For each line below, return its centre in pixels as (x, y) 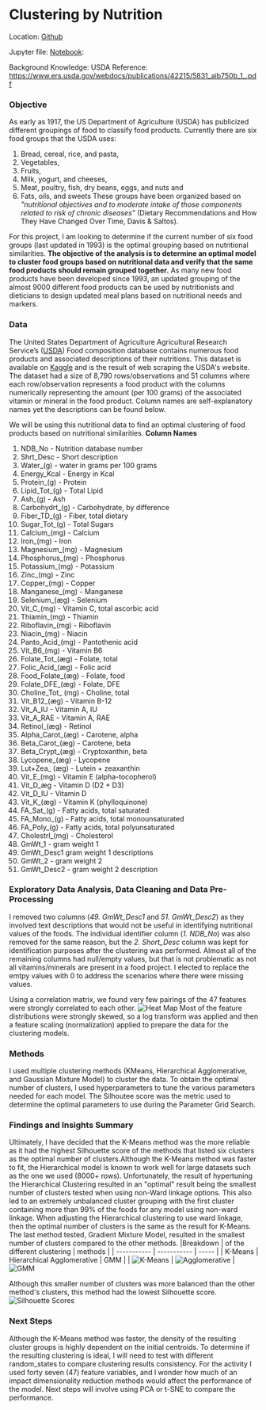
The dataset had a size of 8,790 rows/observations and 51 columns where (129, 375)
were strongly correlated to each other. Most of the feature (125, 1008)
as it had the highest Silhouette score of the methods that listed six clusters (132, 1151)
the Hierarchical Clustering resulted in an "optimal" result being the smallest (133, 1184)
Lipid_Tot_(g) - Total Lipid (62, 490)
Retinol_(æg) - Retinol (56, 726)
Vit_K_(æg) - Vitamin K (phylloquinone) (84, 802)
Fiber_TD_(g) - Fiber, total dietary (74, 516)
